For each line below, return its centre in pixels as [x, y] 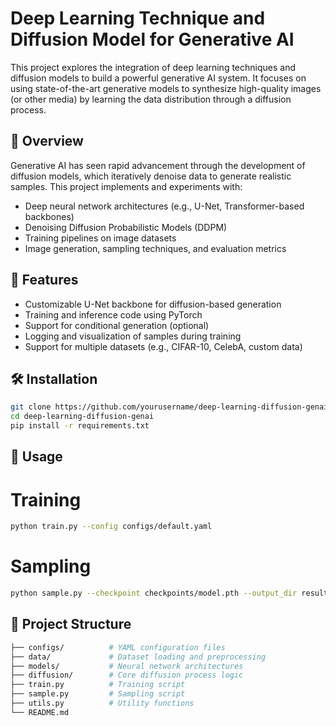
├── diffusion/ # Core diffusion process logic [127, 675]
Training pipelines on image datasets [100, 238]
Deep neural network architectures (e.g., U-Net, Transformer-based [164, 206]
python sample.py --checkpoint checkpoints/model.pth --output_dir [154, 593]
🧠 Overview [47, 141]
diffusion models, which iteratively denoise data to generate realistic [151, 176]
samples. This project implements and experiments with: [126, 186]
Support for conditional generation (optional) [117, 325]
